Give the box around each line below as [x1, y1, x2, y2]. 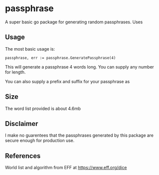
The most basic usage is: [5, 46, 55, 52]
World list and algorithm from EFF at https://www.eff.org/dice [5, 165, 127, 171]
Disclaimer [5, 120, 38, 128]
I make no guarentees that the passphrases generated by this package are [5, 132, 154, 139]
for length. [5, 69, 26, 75]
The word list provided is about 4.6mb [5, 105, 81, 111]
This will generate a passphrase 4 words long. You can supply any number [5, 64, 154, 70]
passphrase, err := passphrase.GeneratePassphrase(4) [5, 55, 116, 60]
